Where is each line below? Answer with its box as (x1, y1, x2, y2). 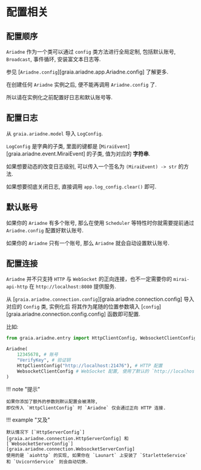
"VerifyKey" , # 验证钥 (17, 357, 71, 364)
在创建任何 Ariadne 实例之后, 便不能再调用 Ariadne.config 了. (6, 81, 157, 88)
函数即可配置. (107, 310, 141, 318)
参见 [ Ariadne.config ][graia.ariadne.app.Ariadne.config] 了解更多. (6, 68, 169, 75)
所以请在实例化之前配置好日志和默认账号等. (6, 94, 113, 100)
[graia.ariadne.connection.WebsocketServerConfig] (6, 446, 135, 452)
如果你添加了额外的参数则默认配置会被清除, (6, 398, 98, 404)
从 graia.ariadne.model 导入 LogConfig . (6, 130, 103, 137)
